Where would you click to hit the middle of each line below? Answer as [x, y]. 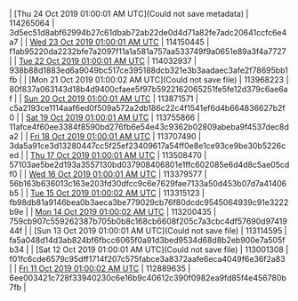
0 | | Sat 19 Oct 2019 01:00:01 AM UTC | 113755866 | [105, 117]
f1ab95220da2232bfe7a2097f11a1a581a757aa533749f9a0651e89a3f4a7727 [148, 51]
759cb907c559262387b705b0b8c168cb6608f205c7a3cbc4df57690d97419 [148, 221]
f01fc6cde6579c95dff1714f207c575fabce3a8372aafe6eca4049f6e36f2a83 [148, 259]
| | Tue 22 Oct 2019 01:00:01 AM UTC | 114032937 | [103, 61]
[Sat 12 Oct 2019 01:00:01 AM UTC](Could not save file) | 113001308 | [162, 250]
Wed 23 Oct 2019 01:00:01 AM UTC [94, 42]
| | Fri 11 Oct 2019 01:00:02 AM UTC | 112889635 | [100, 268]
